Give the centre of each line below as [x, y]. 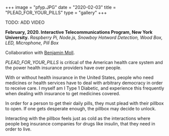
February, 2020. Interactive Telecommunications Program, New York [79, 32]
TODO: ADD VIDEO [25, 22]
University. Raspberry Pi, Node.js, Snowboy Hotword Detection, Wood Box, [84, 38]
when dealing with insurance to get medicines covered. [63, 93]
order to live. [18, 129]
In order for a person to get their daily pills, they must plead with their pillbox [84, 103]
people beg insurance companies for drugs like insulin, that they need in [80, 124]
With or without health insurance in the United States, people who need [79, 77]
